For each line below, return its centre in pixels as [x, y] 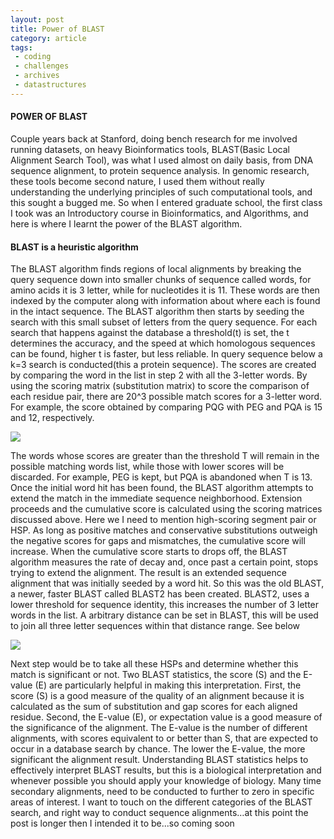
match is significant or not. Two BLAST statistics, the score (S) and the [156, 675]
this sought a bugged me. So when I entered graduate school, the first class [166, 202]
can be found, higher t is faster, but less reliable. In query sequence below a [166, 354]
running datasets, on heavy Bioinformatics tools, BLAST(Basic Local [150, 149]
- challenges [42, 66]
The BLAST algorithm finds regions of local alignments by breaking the [156, 269]
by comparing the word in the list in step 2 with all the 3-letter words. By [159, 375]
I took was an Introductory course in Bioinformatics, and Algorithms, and [159, 213]
